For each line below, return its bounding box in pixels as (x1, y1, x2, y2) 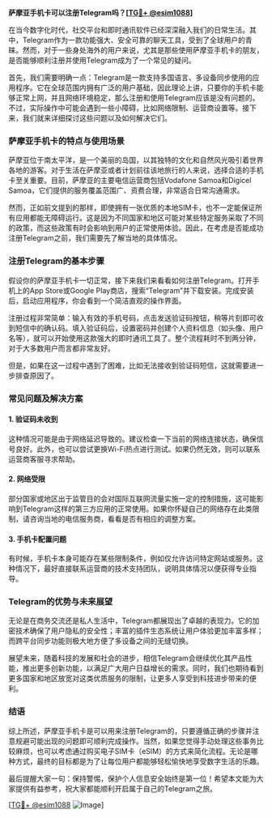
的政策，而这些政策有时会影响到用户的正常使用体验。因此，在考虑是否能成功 (8, 223, 264, 233)
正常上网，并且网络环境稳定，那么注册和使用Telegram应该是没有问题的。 (15, 93, 260, 102)
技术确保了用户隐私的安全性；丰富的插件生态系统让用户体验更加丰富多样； (15, 626, 264, 636)
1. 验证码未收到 (8, 415, 58, 424)
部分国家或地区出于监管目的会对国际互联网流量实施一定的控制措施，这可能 (8, 493, 257, 503)
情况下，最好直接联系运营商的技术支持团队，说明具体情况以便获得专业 (15, 564, 249, 573)
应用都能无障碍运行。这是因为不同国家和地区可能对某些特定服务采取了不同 (15, 213, 264, 223)
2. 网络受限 (8, 474, 46, 484)
